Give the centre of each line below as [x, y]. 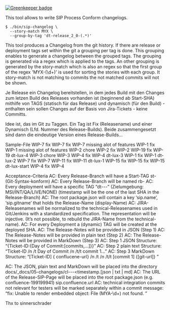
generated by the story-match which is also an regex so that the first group [84, 67]
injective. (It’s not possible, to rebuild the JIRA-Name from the [70, 219]
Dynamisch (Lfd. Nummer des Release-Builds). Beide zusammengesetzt [81, 129]
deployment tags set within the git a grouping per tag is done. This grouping [85, 50]
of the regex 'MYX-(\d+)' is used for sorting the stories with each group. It [83, 72]
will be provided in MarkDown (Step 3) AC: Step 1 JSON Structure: [88, 240]
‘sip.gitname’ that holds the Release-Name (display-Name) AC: [71, 203]
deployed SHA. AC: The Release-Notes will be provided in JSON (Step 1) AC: [85, 230]
